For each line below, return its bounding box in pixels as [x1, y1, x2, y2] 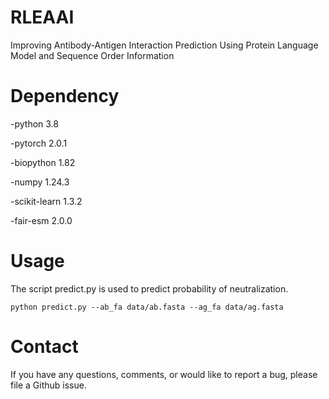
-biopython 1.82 [10, 156, 76, 168]
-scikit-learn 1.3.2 [10, 195, 83, 207]
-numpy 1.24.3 [10, 176, 70, 188]
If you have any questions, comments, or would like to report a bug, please [10, 368, 318, 380]
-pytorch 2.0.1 [10, 137, 68, 149]
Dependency [10, 85, 120, 108]
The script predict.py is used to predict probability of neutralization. [10, 282, 289, 295]
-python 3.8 [10, 117, 59, 130]
